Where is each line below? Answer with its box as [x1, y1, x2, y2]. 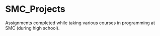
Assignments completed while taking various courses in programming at [5, 20, 155, 26]
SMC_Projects [5, 3, 65, 15]
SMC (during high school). [5, 25, 60, 31]
